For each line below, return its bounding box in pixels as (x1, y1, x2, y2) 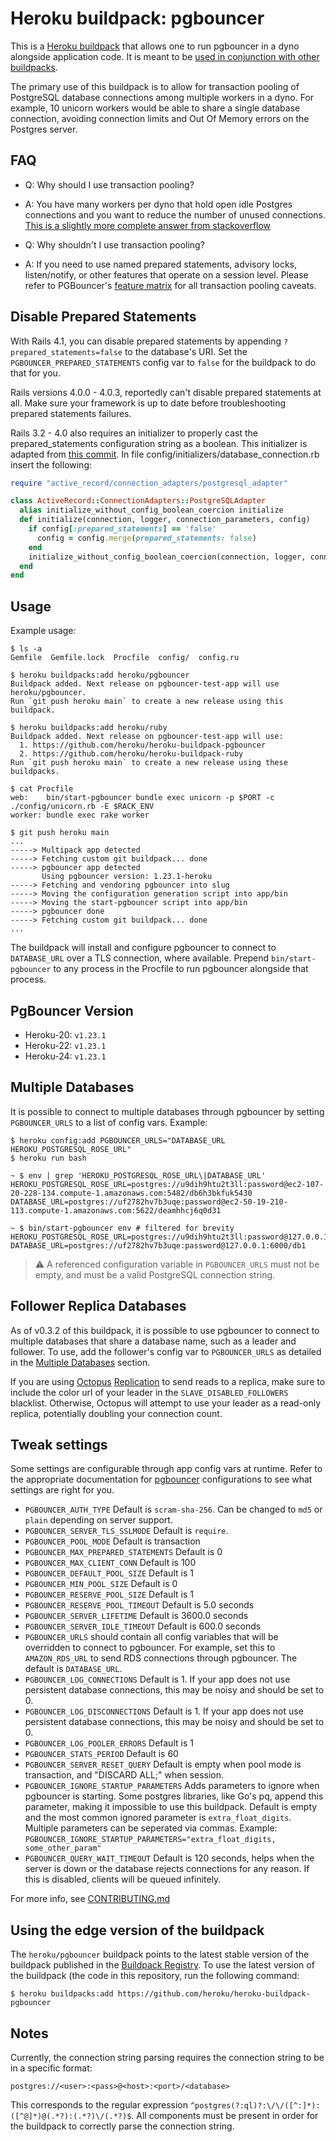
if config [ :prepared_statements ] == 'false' (28, 524, 217, 534)
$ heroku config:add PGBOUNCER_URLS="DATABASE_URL (10, 1135, 226, 1146)
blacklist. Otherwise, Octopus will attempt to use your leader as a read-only (10, 1397, 322, 1409)
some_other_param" (24, 1843, 102, 1854)
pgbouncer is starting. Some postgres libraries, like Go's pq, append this (24, 1790, 324, 1802)
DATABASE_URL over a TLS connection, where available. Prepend (10, 952, 270, 964)
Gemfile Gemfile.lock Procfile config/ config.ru (10, 653, 240, 663)
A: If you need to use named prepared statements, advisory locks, (24, 258, 298, 270)
